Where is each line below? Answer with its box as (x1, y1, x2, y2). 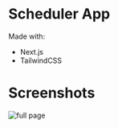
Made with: (8, 31, 46, 41)
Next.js (19, 47, 44, 56)
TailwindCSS (19, 56, 63, 65)
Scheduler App (8, 5, 111, 23)
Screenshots (8, 84, 96, 102)
